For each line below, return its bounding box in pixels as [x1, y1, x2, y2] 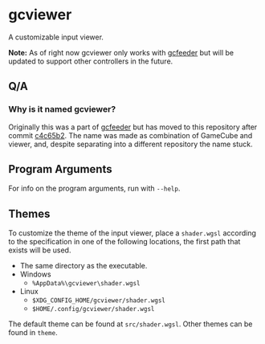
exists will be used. [8, 245, 71, 255]
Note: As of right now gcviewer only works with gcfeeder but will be [8, 47, 234, 57]
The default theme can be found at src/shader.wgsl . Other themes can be [8, 319, 253, 329]
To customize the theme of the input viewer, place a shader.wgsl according [8, 228, 257, 238]
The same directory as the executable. [19, 261, 148, 271]
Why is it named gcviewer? [8, 104, 116, 115]
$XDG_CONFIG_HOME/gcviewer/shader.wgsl [31, 297, 166, 305]
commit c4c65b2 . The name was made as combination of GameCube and [8, 130, 253, 140]
